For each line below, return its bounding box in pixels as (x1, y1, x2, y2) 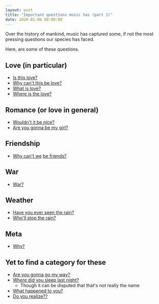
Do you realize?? (12, 293, 48, 299)
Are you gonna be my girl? (12, 124, 68, 131)
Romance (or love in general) (5, 106, 99, 114)
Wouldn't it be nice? (12, 119, 55, 125)
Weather (5, 196, 34, 205)
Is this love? (12, 74, 38, 81)
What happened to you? (12, 288, 63, 294)
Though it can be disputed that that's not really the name (20, 283, 140, 289)
